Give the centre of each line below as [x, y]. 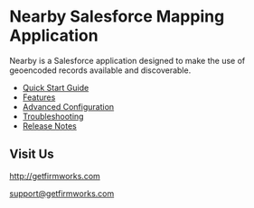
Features [39, 97]
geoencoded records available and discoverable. [100, 70]
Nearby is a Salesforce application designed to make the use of [127, 60]
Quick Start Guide [56, 87]
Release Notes [49, 126]
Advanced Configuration [68, 106]
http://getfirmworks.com [55, 176]
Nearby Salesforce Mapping [117, 17]
